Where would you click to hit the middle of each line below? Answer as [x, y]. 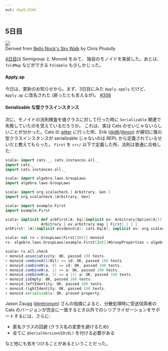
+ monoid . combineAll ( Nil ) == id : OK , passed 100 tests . [64, 260]
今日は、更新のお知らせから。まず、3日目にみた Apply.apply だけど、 [77, 88]
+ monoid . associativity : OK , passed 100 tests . [56, 256]
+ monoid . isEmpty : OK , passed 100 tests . [49, 279]
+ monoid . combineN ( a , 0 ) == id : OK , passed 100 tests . [63, 265]
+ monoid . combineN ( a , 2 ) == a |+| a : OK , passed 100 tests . [69, 275]
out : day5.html [21, 10]
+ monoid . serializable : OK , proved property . [53, 293]
